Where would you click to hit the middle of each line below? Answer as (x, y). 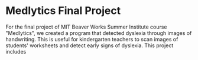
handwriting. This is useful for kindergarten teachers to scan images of (92, 39)
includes (16, 51)
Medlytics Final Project (63, 11)
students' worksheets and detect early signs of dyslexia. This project (90, 45)
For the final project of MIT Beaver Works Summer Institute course (86, 27)
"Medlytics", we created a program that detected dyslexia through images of (99, 33)
